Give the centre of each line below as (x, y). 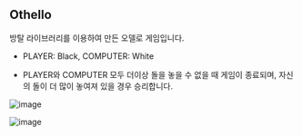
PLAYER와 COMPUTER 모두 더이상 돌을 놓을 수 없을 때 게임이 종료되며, (150, 74)
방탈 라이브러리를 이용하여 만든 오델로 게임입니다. (97, 38)
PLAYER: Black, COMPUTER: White (88, 56)
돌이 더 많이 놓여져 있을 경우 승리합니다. (103, 86)
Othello (30, 15)
